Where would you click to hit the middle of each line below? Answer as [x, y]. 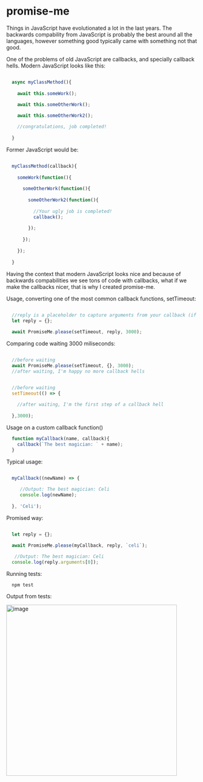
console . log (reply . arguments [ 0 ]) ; [55, 562]
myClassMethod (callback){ [45, 166]
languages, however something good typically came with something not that [102, 41]
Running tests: [24, 574]
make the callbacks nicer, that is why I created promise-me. [81, 286]
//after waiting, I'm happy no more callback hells [78, 371]
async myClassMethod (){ [42, 82]
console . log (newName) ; [48, 495]
